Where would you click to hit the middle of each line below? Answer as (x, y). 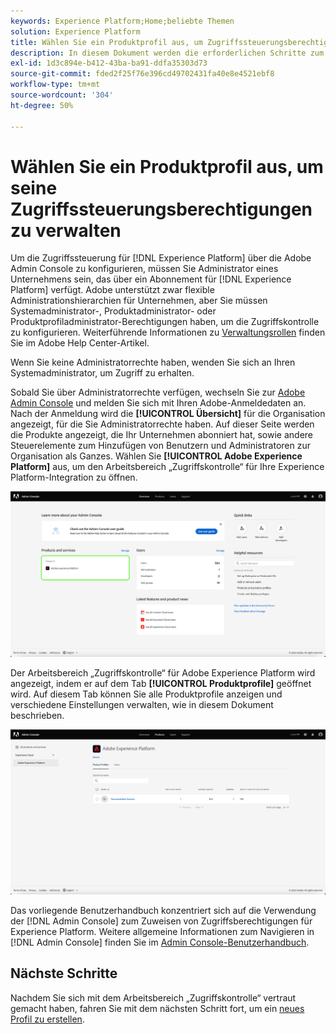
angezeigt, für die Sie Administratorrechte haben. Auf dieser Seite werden (162, 424)
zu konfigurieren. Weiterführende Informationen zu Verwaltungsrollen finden (168, 332)
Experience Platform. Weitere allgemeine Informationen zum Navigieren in (162, 932)
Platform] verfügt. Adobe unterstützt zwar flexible (112, 290)
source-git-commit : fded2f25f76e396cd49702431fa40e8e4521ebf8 (142, 74)
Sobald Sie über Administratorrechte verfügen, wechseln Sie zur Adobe (158, 392)
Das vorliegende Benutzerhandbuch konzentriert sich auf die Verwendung (163, 911)
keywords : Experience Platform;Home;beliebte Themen (122, 21)
